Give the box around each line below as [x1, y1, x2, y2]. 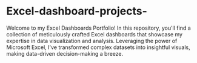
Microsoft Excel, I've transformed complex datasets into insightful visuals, [6, 44, 191, 51]
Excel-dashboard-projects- [6, 4, 147, 18]
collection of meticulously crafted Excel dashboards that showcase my [6, 30, 183, 38]
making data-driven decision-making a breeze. [6, 50, 123, 57]
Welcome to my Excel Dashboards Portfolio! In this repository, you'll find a [6, 24, 191, 31]
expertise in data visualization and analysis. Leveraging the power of [6, 37, 178, 44]
